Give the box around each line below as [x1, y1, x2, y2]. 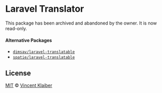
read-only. [5, 25, 27, 31]
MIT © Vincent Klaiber [5, 82, 53, 88]
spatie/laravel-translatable [12, 55, 75, 60]
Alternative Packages [5, 37, 52, 43]
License [5, 68, 31, 77]
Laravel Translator [5, 3, 84, 15]
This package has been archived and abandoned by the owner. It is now [5, 20, 157, 26]
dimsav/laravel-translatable [12, 50, 75, 55]
